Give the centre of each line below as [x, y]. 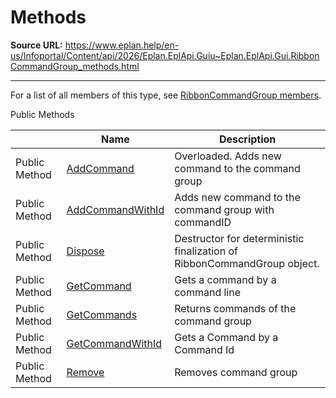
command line [208, 292]
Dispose [85, 251]
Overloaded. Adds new [228, 156]
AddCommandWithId [115, 209]
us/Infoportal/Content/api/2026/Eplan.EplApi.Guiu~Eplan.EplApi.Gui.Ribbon [165, 55]
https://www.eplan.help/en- [122, 45]
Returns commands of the [235, 308]
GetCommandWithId [114, 343]
